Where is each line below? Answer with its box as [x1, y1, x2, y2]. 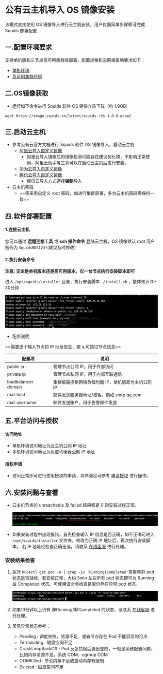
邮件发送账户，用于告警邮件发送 [53, 400, 117, 405]
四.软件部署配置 [5, 212, 52, 220]
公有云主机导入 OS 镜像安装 [5, 4, 115, 16]
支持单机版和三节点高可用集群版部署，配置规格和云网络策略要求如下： [5, 57, 146, 63]
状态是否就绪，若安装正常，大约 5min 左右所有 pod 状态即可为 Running [12, 575, 154, 581]
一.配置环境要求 [5, 43, 52, 52]
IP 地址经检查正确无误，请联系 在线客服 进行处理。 [27, 543, 129, 549]
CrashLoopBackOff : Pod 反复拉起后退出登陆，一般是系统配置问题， [19, 646, 155, 652]
